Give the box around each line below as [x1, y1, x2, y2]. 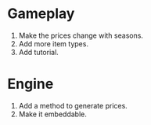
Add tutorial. [18, 47, 59, 57]
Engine [7, 75, 54, 93]
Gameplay [7, 5, 75, 23]
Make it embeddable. [18, 109, 88, 119]
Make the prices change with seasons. [18, 31, 144, 40]
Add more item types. [18, 39, 89, 48]
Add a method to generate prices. [18, 101, 128, 110]
